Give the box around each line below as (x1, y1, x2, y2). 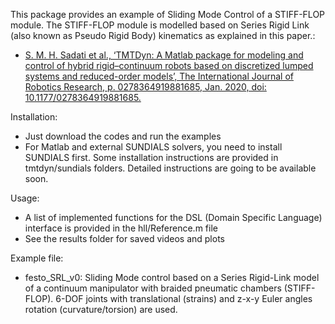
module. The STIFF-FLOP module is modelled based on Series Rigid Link (10, 19, 310, 31)
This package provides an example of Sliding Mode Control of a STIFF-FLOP (10, 9, 326, 20)
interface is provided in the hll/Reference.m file (24, 222, 218, 234)
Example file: (10, 252, 64, 264)
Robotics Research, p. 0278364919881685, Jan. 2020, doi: (24, 81, 267, 93)
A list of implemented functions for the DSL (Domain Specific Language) (24, 212, 323, 223)
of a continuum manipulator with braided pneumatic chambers (24, 282, 282, 294)
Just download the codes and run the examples (24, 130, 222, 142)
